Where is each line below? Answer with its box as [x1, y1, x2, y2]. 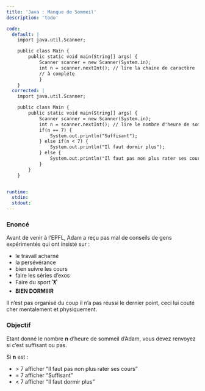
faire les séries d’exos [15, 272, 70, 279]
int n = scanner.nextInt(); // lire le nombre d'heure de [38, 121, 190, 127]
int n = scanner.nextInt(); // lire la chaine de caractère [38, 65, 195, 71]
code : [6, 26, 20, 32]
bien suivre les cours [15, 265, 68, 273]
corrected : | [12, 88, 45, 94]
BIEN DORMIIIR [15, 287, 54, 295]
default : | [12, 31, 40, 37]
